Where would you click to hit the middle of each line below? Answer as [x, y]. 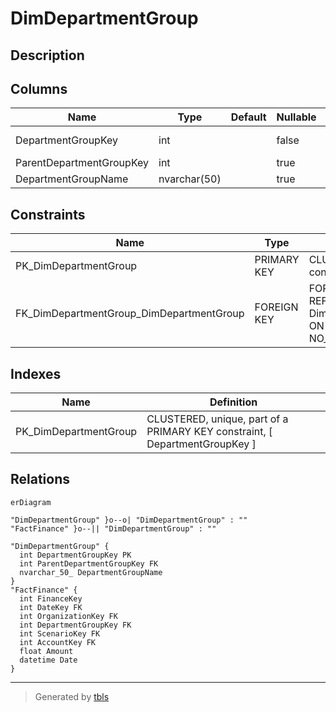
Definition [233, 402]
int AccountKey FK [58, 642]
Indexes [36, 373]
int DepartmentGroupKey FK [75, 625]
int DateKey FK [51, 607]
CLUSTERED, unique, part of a [217, 419]
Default [248, 117]
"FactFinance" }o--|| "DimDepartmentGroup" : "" [113, 528]
